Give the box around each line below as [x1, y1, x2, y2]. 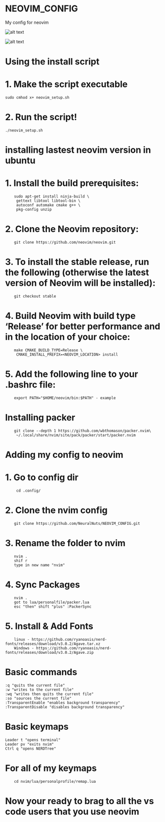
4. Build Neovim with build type [5, 311, 136, 321]
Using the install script [5, 56, 100, 67]
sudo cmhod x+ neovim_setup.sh [5, 95, 70, 100]
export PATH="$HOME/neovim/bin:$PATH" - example [14, 395, 116, 400]
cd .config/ [16, 488, 41, 493]
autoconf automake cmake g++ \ [16, 203, 81, 208]
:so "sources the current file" [5, 696, 72, 701]
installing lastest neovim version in [5, 144, 151, 156]
